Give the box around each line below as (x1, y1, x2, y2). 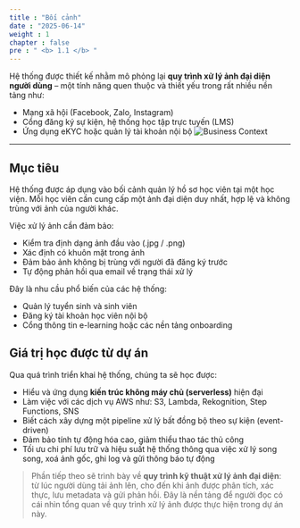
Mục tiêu (9, 160, 60, 175)
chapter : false (9, 38, 70, 47)
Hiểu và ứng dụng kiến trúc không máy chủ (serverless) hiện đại (21, 386, 263, 398)
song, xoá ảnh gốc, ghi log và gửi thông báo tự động (21, 453, 216, 464)
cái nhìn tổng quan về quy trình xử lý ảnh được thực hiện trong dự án (30, 499, 284, 509)
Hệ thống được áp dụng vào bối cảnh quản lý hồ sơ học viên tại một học (9, 184, 275, 195)
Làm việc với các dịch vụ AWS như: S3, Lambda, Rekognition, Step (21, 396, 268, 406)
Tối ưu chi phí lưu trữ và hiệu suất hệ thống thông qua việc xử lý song (21, 443, 278, 454)
